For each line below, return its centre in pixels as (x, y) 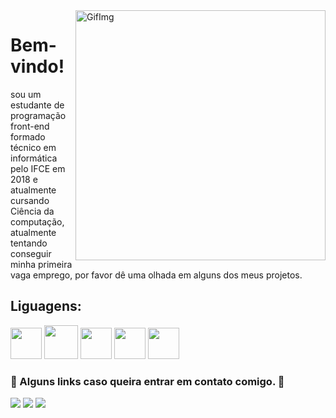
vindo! (37, 66)
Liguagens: (46, 306)
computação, (37, 221)
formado (28, 136)
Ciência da (32, 211)
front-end (30, 126)
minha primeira (41, 264)
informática (34, 158)
